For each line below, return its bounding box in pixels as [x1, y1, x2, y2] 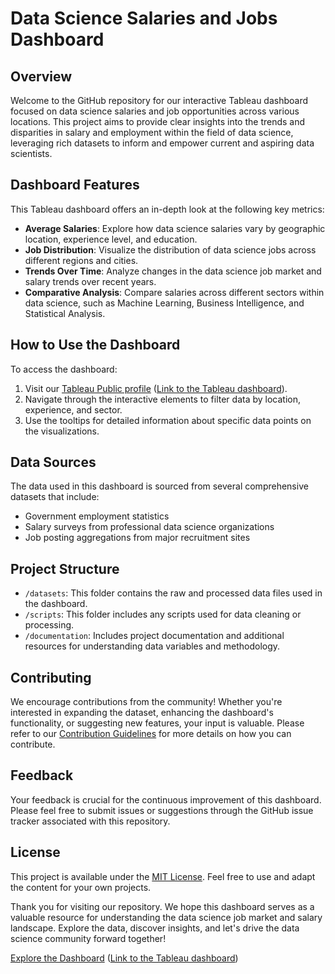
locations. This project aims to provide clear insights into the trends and [10, 116, 306, 127]
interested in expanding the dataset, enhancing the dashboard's [10, 707, 274, 719]
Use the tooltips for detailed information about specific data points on [24, 414, 312, 426]
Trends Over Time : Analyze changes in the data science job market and [24, 265, 322, 277]
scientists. [10, 148, 53, 159]
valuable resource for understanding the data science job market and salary [10, 911, 323, 923]
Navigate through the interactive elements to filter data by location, [24, 393, 302, 405]
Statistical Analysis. [24, 307, 106, 319]
